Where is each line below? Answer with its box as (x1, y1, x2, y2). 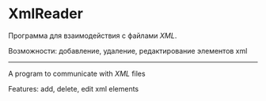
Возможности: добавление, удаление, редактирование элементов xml (8, 46, 248, 55)
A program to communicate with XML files (8, 69, 146, 78)
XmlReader (8, 5, 83, 23)
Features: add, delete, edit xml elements (8, 84, 139, 93)
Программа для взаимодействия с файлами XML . (8, 31, 177, 40)
